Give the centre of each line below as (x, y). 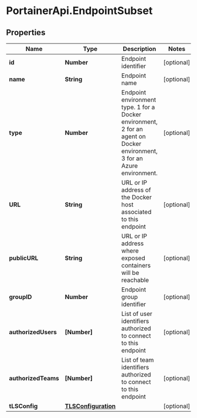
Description (140, 49)
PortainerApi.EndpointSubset (79, 11)
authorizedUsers (33, 332)
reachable (135, 280)
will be (130, 273)
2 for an (132, 129)
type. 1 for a (138, 107)
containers (136, 265)
